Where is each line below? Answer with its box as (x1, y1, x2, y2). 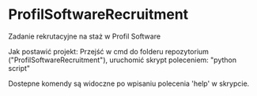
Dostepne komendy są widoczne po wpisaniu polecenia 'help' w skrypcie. (8, 79, 250, 88)
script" (8, 63, 30, 72)
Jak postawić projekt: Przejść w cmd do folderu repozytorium (8, 46, 210, 56)
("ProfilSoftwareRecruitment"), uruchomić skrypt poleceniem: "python (8, 55, 237, 65)
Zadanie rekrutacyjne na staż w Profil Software (8, 31, 161, 41)
